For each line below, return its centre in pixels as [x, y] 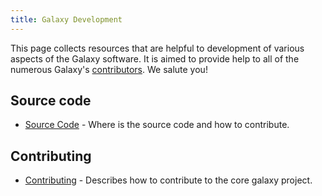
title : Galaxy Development [66, 19]
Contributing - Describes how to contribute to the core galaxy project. [168, 180]
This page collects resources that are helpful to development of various [157, 48]
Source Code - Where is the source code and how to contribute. [157, 125]
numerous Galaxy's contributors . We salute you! [109, 69]
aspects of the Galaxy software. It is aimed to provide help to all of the [155, 58]
